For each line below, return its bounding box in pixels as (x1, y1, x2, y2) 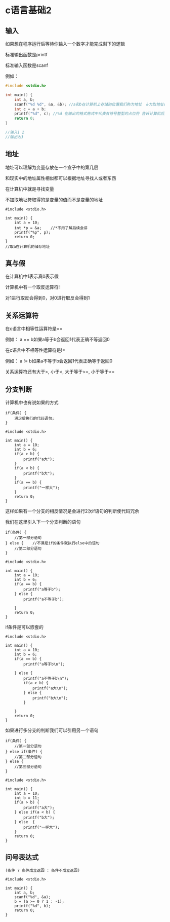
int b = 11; (14, 795, 39, 800)
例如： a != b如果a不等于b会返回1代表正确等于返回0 (5, 358, 113, 364)
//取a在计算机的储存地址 (5, 244, 50, 249)
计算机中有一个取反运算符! (5, 284, 60, 290)
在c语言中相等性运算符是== (5, 325, 63, 332)
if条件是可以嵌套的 (5, 624, 44, 630)
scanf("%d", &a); (14, 894, 51, 900)
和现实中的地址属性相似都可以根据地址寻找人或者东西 (5, 175, 116, 181)
